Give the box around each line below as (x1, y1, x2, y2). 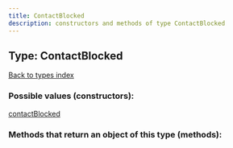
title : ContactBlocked (8, 11, 85, 20)
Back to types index (8, 70, 74, 80)
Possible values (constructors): (8, 90, 135, 101)
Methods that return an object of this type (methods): (8, 129, 223, 140)
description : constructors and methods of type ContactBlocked (8, 19, 226, 27)
